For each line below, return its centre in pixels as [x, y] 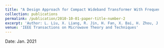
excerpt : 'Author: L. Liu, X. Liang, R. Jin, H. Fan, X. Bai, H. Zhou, [79, 23]
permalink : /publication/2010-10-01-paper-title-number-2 [65, 18]
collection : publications [31, 14]
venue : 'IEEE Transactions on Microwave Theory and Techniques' [72, 28]
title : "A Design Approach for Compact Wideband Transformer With [74, 9]
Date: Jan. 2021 [21, 41]
